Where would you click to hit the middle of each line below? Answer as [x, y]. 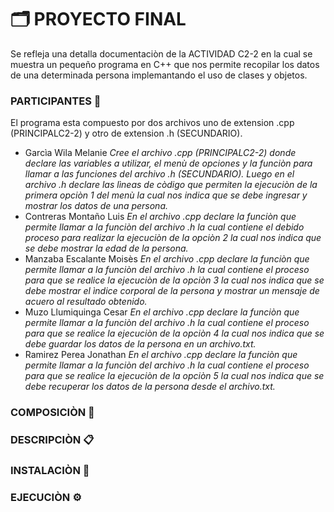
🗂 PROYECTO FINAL [98, 19]
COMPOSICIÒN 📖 [52, 413]
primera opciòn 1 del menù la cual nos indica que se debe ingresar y [166, 195]
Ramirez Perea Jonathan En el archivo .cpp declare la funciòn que [161, 355]
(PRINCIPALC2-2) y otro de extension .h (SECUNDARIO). [126, 133]
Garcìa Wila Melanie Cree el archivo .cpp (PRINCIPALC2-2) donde [160, 153]
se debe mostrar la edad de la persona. [106, 248]
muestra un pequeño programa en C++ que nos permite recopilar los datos [165, 64]
